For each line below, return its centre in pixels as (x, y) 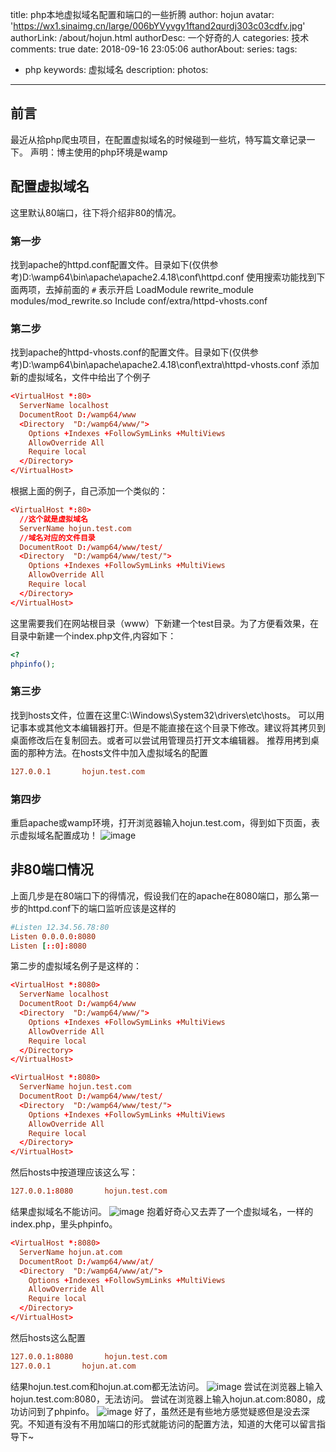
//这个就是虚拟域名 (53, 519)
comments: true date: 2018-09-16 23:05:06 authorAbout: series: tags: (154, 49)
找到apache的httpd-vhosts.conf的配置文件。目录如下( (121, 352)
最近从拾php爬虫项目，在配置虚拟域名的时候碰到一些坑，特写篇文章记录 (158, 139)
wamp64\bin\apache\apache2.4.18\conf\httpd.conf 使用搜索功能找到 (175, 277)
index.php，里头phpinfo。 (64, 1224)
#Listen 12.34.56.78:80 (60, 927)
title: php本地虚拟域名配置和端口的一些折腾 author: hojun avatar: (142, 14)
